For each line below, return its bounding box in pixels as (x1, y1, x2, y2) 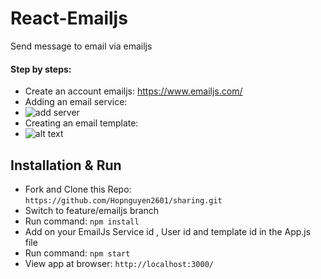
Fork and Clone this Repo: (24, 183, 132, 195)
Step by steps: (10, 63, 72, 75)
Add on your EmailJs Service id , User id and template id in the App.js (24, 225, 312, 237)
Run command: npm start (24, 247, 131, 259)
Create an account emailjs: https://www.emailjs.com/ (24, 85, 243, 97)
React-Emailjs (10, 7, 128, 30)
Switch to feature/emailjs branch (24, 204, 160, 216)
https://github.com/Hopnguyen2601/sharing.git (24, 195, 223, 206)
